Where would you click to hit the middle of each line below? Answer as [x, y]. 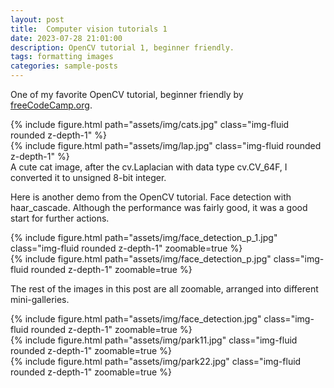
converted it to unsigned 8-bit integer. [88, 177]
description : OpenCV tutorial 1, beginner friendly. [122, 47]
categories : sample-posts [64, 66]
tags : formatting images [62, 57]
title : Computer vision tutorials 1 [89, 29]
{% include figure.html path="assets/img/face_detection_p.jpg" [141, 259]
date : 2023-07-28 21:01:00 [66, 38]
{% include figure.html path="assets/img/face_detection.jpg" [136, 319]
